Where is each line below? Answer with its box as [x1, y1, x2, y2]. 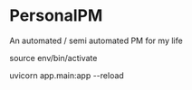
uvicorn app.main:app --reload [9, 69, 124, 81]
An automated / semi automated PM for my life [9, 35, 183, 46]
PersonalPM [9, 5, 103, 26]
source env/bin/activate [9, 52, 98, 63]
